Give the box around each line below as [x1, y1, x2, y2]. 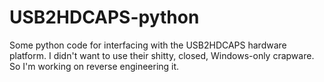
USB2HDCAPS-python [9, 6, 200, 29]
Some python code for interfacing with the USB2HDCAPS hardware [9, 39, 287, 51]
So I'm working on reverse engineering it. [9, 60, 180, 72]
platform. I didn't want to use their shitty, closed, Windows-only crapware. [9, 49, 315, 61]
